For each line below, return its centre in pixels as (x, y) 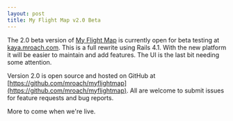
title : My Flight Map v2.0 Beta (54, 20)
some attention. (30, 62)
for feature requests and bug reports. (61, 97)
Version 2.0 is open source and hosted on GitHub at (81, 75)
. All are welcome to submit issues (175, 90)
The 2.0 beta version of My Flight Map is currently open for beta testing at (113, 40)
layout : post (26, 14)
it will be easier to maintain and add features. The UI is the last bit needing (113, 55)
